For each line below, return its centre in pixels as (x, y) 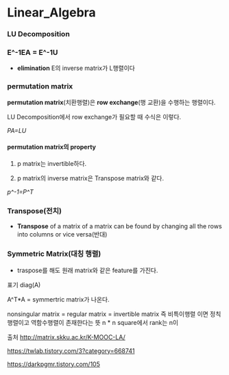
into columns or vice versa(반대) (62, 234)
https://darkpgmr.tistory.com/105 (54, 364)
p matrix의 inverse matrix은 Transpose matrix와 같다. (91, 178)
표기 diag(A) (24, 285)
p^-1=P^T (21, 192)
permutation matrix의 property (52, 147)
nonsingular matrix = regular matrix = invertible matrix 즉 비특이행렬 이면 (108, 314)
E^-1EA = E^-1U (33, 53)
